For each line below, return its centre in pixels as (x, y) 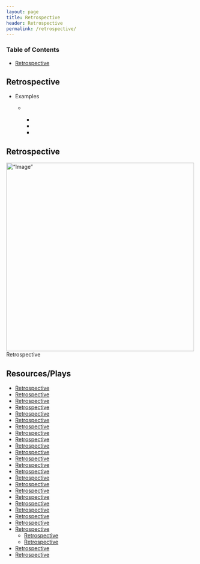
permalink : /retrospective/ (41, 29)
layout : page (23, 12)
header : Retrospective (35, 23)
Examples (27, 97)
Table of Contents (33, 50)
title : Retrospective (33, 17)
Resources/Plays (39, 374)
